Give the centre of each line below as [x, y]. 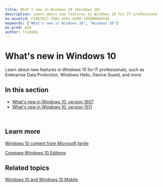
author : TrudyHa [21, 32]
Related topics [27, 168]
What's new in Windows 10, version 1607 [53, 102]
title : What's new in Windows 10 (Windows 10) [53, 9]
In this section [27, 90]
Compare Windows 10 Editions [36, 153]
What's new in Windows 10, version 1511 [52, 107]
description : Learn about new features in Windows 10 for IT [68, 14]
